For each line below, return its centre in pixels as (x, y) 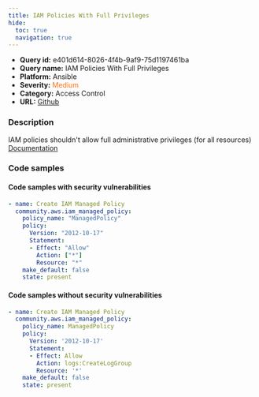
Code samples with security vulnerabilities (80, 187)
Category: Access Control (62, 94)
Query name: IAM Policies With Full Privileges (94, 69)
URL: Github (39, 102)
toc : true (31, 30)
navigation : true (44, 37)
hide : (17, 23)
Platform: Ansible (48, 77)
